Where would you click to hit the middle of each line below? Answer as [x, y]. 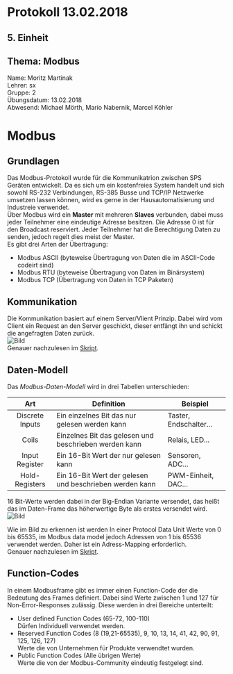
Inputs [30, 425]
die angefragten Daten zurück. [51, 334]
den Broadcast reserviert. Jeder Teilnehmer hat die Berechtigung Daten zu [114, 229]
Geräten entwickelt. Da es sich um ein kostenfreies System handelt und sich [116, 186]
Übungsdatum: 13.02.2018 [44, 100]
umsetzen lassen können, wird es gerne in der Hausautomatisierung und [111, 200]
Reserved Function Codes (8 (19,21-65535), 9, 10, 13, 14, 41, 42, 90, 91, [118, 633]
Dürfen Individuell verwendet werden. [71, 625]
